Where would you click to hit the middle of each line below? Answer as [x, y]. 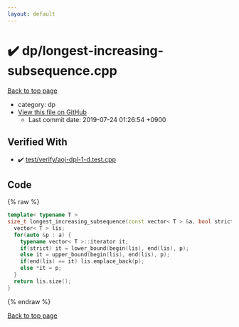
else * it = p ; [41, 268]
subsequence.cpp [62, 70]
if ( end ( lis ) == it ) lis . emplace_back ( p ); [82, 261]
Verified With [37, 142]
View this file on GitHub [52, 112]
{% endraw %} [29, 301]
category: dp [36, 104]
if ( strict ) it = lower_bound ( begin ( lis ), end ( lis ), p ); [105, 248]
